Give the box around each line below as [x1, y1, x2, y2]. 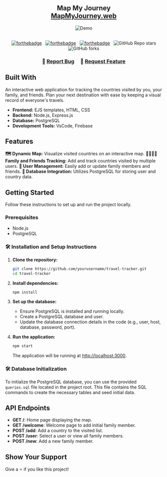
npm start [12, 344, 33, 349]
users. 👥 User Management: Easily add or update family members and [5, 163, 151, 169]
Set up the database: [12, 299, 57, 305]
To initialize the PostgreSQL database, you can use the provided [5, 379, 137, 385]
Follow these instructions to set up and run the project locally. [5, 202, 132, 208]
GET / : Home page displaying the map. [12, 417, 92, 423]
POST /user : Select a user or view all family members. [12, 433, 124, 439]
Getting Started [5, 188, 54, 197]
